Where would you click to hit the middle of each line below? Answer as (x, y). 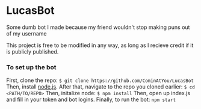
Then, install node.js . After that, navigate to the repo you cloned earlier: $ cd (101, 87)
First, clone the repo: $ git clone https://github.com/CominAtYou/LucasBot (100, 80)
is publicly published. (32, 51)
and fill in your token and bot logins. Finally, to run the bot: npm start (91, 99)
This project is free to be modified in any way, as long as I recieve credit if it (100, 45)
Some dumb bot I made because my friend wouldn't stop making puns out (98, 27)
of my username (26, 33)
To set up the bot (31, 67)
